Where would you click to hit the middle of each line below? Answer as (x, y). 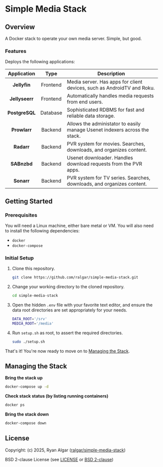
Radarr (22, 147)
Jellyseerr (22, 99)
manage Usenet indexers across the (108, 130)
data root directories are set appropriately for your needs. (70, 310)
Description (111, 74)
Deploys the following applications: (40, 62)
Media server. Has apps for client (105, 82)
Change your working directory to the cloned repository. (68, 287)
